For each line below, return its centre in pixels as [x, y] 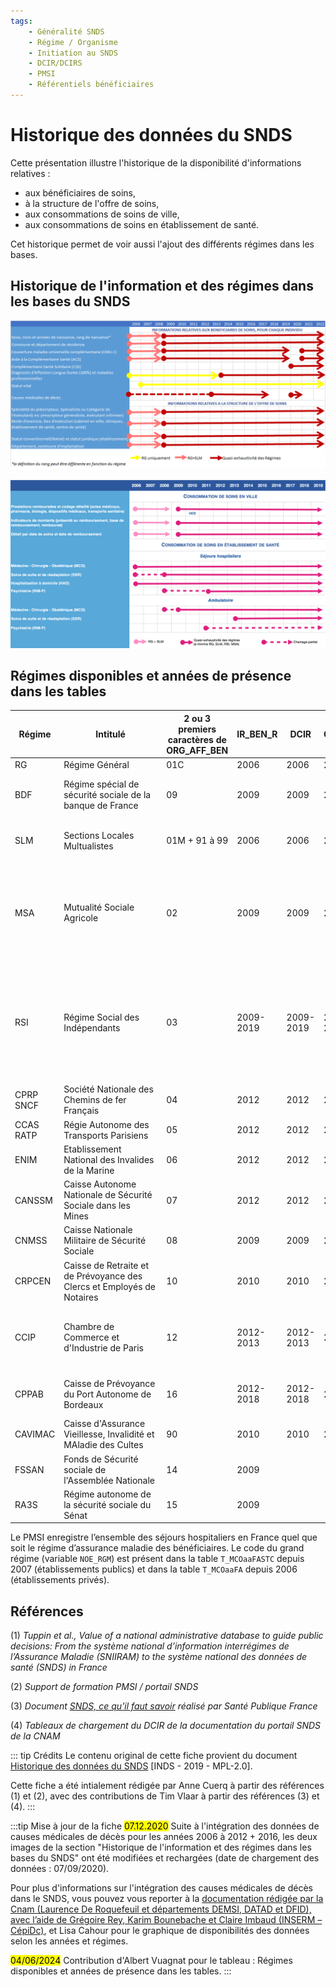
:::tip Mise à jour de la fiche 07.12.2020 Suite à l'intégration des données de [165, 1826]
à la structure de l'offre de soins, [92, 203]
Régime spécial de [101, 784]
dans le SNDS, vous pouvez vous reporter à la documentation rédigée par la [167, 1899]
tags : [21, 21]
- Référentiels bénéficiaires [91, 85]
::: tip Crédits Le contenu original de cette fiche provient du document [154, 1756]
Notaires [81, 1297]
